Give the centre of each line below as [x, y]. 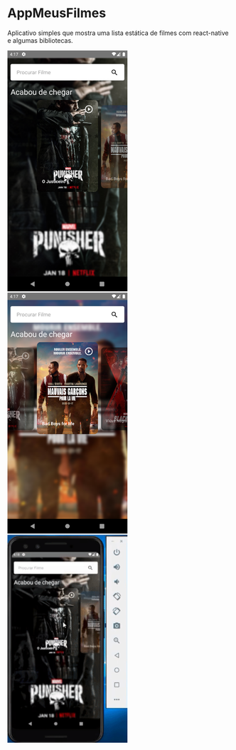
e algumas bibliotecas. [40, 40]
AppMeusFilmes [57, 13]
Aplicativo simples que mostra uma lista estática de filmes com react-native [118, 33]
